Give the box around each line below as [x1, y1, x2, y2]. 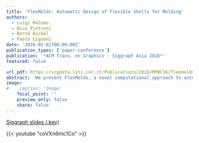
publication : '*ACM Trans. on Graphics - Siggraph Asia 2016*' [6, 53, 166, 59]
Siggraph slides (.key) [6, 118, 60, 125]
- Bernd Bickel [11, 31, 49, 37]
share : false [17, 102, 49, 108]
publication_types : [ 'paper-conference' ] [6, 47, 110, 53]
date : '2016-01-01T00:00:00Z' [6, 42, 81, 48]
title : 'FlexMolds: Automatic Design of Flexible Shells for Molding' [6, 8, 184, 15]
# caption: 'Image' [6, 85, 62, 92]
